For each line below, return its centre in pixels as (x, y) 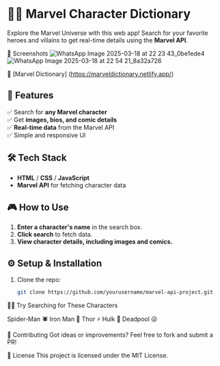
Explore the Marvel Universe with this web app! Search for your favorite (108, 33)
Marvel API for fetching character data (71, 185)
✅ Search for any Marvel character (57, 112)
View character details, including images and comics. (95, 241)
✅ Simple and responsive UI (46, 135)
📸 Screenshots (28, 53)
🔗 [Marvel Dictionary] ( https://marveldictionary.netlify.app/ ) (91, 74)
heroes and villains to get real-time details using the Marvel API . (97, 40)
